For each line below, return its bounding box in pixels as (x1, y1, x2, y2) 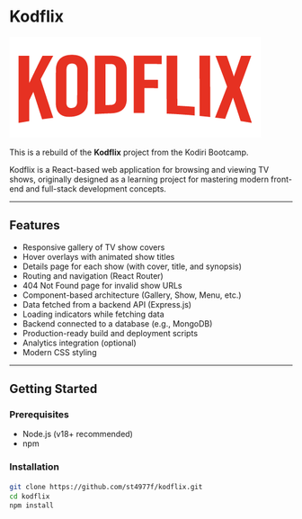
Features (9, 218, 60, 233)
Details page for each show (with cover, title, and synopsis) (22, 261, 243, 272)
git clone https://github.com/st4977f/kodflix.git (9, 482, 203, 491)
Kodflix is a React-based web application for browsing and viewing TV (9, 164, 270, 174)
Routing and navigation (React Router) (22, 270, 164, 281)
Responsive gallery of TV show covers (22, 241, 165, 253)
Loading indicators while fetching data (22, 309, 164, 319)
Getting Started (9, 381, 98, 397)
